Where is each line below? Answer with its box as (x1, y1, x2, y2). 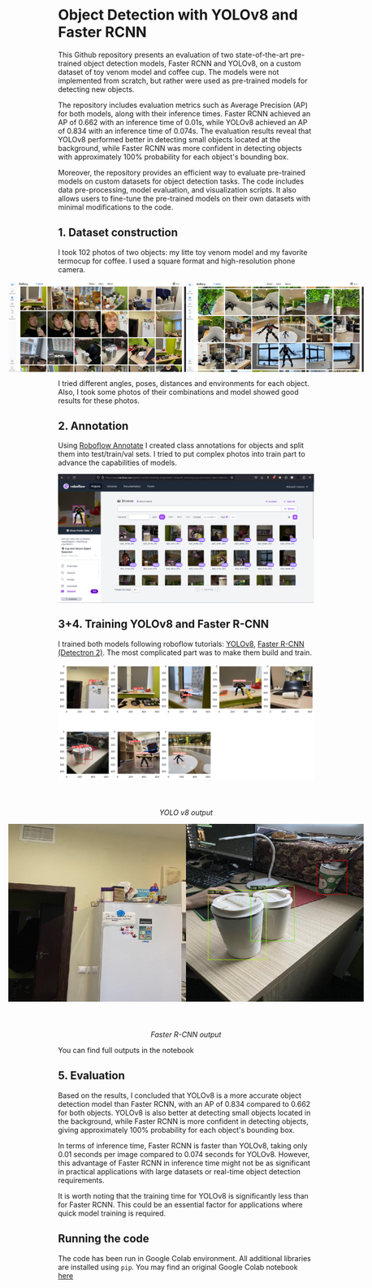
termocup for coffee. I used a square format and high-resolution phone (58, 256, 296, 266)
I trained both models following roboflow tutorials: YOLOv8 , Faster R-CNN (58, 639, 305, 648)
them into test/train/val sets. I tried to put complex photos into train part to (58, 449, 305, 459)
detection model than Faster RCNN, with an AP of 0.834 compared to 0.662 (58, 1099, 311, 1108)
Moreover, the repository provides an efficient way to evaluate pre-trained (58, 167, 305, 177)
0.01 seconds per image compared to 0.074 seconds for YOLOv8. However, (58, 1149, 310, 1159)
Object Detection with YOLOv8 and (58, 6, 299, 24)
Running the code (58, 1232, 149, 1246)
